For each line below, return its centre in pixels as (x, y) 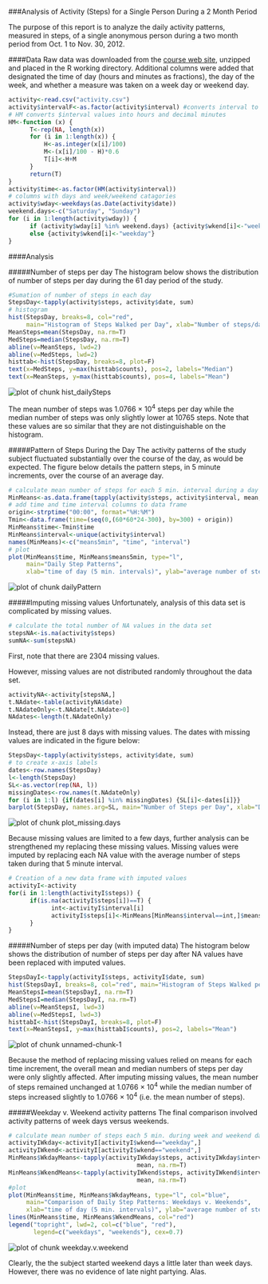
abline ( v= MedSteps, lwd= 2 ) (53, 354)
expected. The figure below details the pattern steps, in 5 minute (114, 466)
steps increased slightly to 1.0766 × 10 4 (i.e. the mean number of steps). (127, 1096)
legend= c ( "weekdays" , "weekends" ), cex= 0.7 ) (108, 1232)
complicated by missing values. (60, 611)
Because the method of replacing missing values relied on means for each (130, 1060)
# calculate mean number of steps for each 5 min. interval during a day (134, 490)
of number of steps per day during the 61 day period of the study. (116, 280)
